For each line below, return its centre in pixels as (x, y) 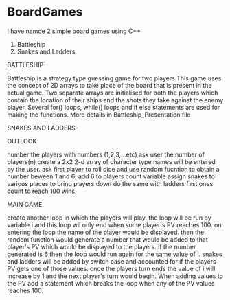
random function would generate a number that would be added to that (107, 239)
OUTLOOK (22, 141)
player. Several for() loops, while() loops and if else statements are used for (114, 107)
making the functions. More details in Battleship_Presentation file (99, 115)
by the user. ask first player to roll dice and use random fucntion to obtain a (113, 169)
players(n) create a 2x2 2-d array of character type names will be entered (112, 161)
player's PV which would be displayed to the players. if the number (102, 246)
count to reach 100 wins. (42, 191)
